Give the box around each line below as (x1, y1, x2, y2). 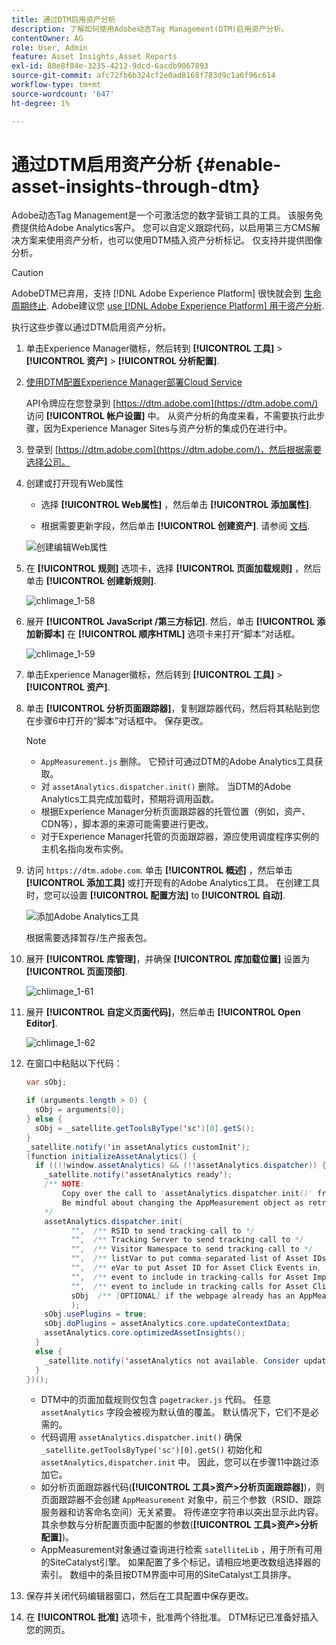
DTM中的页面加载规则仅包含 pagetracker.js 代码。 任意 (40, 1394, 272, 1406)
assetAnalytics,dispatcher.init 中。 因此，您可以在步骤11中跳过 (40, 1456, 311, 1468)
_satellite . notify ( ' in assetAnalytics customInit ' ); (25, 1142, 251, 1152)
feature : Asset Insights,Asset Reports (11, 52, 178, 62)
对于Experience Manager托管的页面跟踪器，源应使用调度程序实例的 (40, 831, 320, 843)
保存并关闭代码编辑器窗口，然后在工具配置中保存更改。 (25, 1590, 254, 1602)
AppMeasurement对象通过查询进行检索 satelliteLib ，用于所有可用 (40, 1544, 323, 1556)
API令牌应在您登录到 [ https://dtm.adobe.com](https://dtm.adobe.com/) (25, 397, 319, 410)
